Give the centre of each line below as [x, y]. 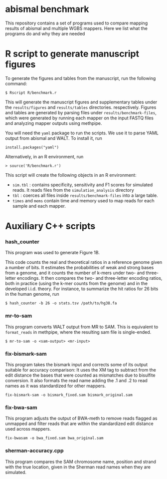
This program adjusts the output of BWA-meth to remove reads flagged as [82, 419]
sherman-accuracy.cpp [34, 451]
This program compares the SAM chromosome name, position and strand [81, 462]
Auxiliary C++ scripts [50, 226]
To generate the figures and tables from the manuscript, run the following [81, 78]
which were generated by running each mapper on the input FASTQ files [79, 118]
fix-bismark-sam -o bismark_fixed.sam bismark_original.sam [69, 395]
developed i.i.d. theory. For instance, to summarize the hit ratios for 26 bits [82, 289]
